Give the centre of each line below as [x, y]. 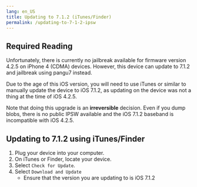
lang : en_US [21, 11]
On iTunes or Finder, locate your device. [63, 159]
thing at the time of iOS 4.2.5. [42, 97]
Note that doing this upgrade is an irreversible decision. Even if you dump [96, 108]
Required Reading [39, 46]
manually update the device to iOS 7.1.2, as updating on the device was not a [99, 90]
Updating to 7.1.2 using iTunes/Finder [76, 139]
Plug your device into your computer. [59, 153]
